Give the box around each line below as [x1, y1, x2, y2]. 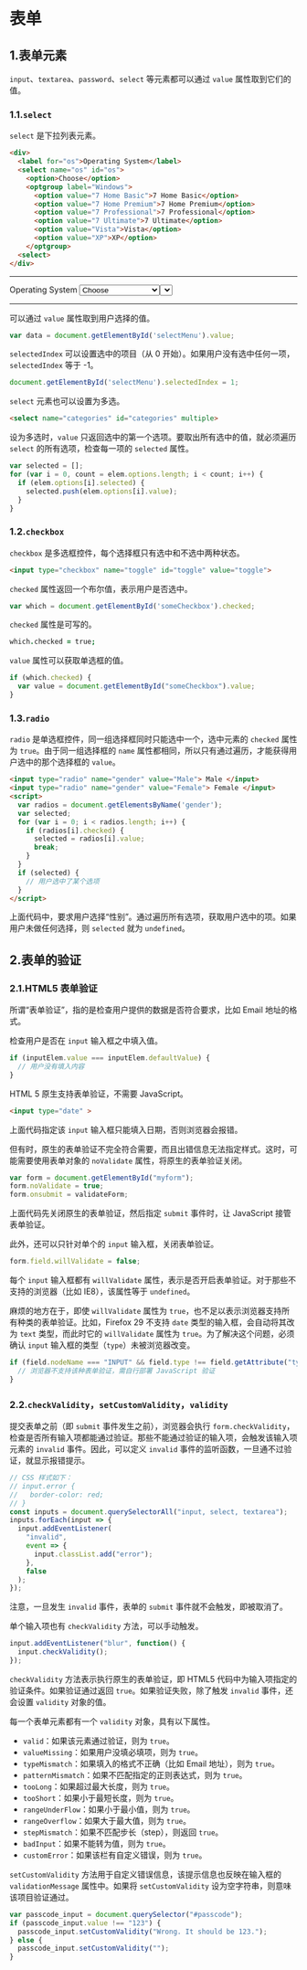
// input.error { [9, 1481, 76, 1490]
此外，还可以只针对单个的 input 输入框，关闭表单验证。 [9, 1239, 219, 1250]
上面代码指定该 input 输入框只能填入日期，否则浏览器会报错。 [9, 1124, 243, 1135]
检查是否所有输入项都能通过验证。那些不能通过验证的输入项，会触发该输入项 [9, 1432, 298, 1443]
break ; [33, 842, 59, 853]
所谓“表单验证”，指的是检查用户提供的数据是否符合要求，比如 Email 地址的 [9, 1004, 290, 1015]
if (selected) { [17, 868, 79, 877]
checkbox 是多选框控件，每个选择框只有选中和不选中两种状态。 [9, 547, 245, 558]
